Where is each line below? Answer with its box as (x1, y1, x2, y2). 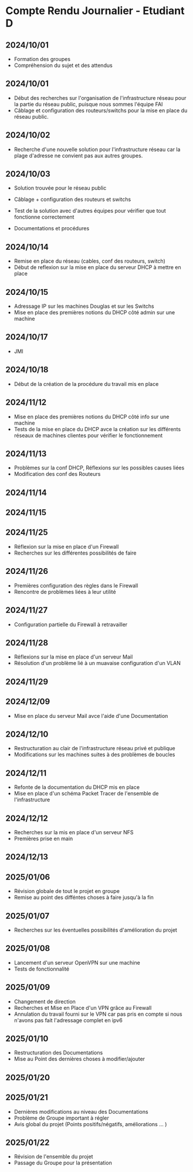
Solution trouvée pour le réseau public (13, 184, 107, 192)
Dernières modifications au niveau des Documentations (13, 1108, 148, 1115)
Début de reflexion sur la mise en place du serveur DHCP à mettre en (13, 264, 181, 271)
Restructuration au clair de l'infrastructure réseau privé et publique (13, 745, 175, 752)
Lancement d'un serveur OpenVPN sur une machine (13, 959, 140, 966)
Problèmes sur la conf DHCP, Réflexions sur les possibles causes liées (13, 464, 185, 471)
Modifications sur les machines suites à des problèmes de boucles (13, 751, 175, 758)
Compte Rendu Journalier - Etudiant (5, 4, 185, 18)
